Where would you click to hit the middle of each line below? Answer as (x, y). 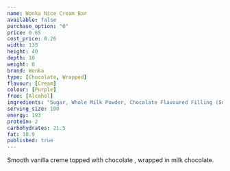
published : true (30, 141)
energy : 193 (24, 115)
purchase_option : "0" (38, 26)
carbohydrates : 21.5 (37, 128)
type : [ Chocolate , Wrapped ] (47, 77)
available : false (32, 20)
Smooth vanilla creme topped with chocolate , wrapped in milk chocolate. (111, 160)
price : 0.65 (24, 32)
